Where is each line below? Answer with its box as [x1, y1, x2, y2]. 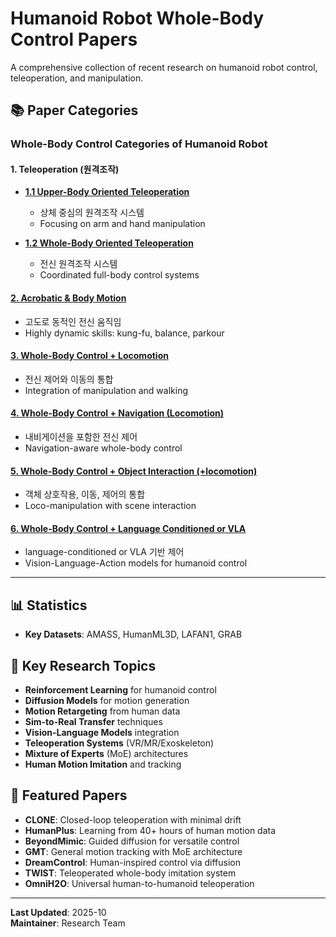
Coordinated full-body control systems [39, 269, 200, 281]
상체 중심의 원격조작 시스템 [39, 207, 145, 219]
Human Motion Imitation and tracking [24, 758, 182, 771]
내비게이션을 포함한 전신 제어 [24, 431, 138, 443]
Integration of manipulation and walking [24, 384, 188, 396]
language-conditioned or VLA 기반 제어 [24, 546, 185, 558]
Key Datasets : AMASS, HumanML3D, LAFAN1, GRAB [24, 628, 243, 641]
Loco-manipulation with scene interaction [24, 500, 197, 512]
